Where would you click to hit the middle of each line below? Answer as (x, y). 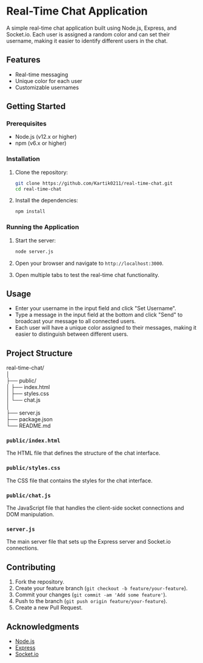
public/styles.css (33, 468)
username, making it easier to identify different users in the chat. (87, 41)
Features (23, 60)
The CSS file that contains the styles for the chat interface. (79, 481)
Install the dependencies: (47, 201)
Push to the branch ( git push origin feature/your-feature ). (91, 601)
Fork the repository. (40, 582)
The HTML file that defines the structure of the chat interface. (83, 453)
